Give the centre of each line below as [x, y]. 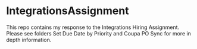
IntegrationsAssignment [68, 11]
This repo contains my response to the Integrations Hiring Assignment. [93, 27]
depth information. [29, 40]
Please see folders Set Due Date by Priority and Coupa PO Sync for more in [99, 33]
